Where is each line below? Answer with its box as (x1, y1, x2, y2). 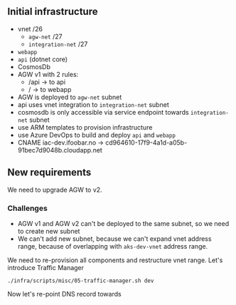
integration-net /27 (28, 39, 88, 48)
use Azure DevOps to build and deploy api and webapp (17, 130, 176, 139)
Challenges (7, 203, 48, 213)
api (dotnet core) (17, 55, 68, 63)
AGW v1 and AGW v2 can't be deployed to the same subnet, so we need (17, 219, 230, 227)
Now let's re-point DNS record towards (7, 289, 122, 298)
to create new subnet (17, 227, 80, 235)
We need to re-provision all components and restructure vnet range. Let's (7, 256, 223, 264)
